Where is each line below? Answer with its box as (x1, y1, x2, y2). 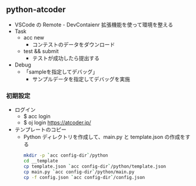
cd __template (23, 158, 58, 164)
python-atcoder (6, 5, 66, 15)
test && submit (23, 47, 59, 55)
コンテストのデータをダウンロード (32, 41, 115, 48)
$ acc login (23, 113, 51, 120)
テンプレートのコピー (14, 126, 67, 133)
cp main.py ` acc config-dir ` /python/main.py (23, 169, 135, 175)
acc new (23, 34, 45, 41)
